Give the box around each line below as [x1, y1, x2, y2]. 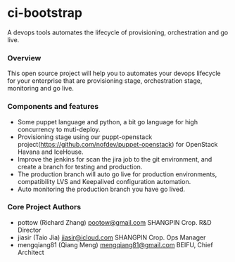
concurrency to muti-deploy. [17, 125, 101, 133]
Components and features [7, 102, 99, 112]
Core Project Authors [7, 202, 82, 212]
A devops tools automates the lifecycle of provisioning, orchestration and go [7, 28, 229, 37]
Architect [17, 248, 44, 256]
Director [17, 225, 42, 234]
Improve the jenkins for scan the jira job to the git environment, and [17, 155, 212, 163]
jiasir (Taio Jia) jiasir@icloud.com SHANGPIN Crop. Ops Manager [17, 233, 206, 242]
